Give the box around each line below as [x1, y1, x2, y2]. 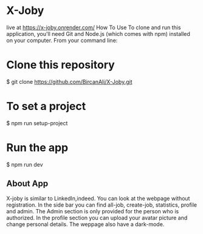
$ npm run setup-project [6, 119, 68, 126]
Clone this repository [6, 58, 115, 72]
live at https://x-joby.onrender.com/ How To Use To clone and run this [6, 24, 181, 31]
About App [6, 179, 49, 189]
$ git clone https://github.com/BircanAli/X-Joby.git [6, 78, 132, 85]
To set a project [6, 100, 86, 113]
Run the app [6, 141, 69, 154]
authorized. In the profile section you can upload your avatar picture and [6, 214, 188, 221]
